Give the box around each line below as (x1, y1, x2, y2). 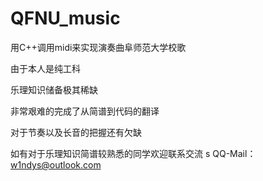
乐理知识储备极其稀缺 (10, 83, 98, 96)
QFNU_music (10, 7, 121, 30)
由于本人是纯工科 (10, 62, 81, 74)
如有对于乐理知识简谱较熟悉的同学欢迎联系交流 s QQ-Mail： (10, 147, 257, 159)
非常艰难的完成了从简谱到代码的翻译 (10, 105, 160, 117)
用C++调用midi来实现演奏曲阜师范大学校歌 (10, 41, 187, 53)
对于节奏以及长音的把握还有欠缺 (10, 126, 142, 138)
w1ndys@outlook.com (10, 158, 102, 171)
